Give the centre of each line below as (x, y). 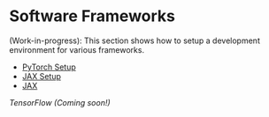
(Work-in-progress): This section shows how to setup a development (135, 40)
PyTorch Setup (49, 67)
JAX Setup (42, 76)
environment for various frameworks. (77, 49)
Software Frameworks (92, 16)
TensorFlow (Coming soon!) (60, 102)
